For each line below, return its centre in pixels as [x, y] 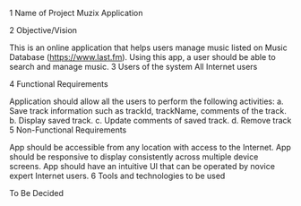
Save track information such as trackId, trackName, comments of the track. [148, 111]
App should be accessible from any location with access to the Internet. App [150, 147]
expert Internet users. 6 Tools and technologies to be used [117, 176]
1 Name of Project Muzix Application [76, 13]
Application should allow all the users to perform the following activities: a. [146, 101]
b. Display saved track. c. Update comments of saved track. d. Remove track [150, 120]
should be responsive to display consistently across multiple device [134, 157]
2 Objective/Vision [43, 30]
